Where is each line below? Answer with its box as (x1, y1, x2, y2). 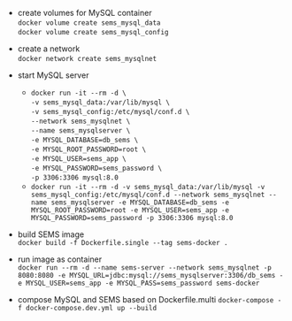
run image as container (17, 254, 103, 264)
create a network (17, 43, 81, 54)
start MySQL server (17, 70, 89, 80)
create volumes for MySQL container (17, 8, 152, 18)
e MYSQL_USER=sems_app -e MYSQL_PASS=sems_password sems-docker (17, 279, 260, 287)
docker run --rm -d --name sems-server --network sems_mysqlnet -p (17, 264, 272, 272)
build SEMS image (17, 229, 85, 240)
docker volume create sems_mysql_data (17, 19, 161, 27)
